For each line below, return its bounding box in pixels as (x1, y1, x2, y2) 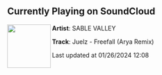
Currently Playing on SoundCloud (7, 6, 156, 17)
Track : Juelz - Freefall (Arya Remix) (51, 37, 154, 46)
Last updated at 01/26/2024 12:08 (51, 51, 149, 59)
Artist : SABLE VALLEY (51, 24, 116, 32)
